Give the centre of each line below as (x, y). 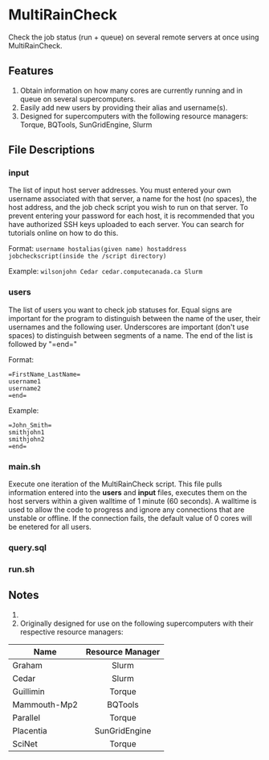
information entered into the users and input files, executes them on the (128, 493)
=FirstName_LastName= (45, 374)
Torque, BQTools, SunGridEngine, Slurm (86, 124)
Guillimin (29, 692)
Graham (27, 665)
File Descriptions (51, 150)
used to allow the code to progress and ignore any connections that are (126, 510)
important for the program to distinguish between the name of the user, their (134, 318)
